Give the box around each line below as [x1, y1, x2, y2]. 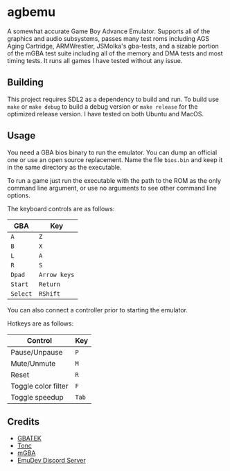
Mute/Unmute [10, 358, 56, 368]
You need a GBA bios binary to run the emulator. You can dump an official [7, 148, 218, 157]
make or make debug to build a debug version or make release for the [7, 102, 198, 111]
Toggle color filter [10, 381, 69, 391]
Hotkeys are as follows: [7, 319, 74, 328]
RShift [39, 290, 61, 298]
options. [7, 191, 31, 199]
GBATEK [17, 434, 42, 443]
